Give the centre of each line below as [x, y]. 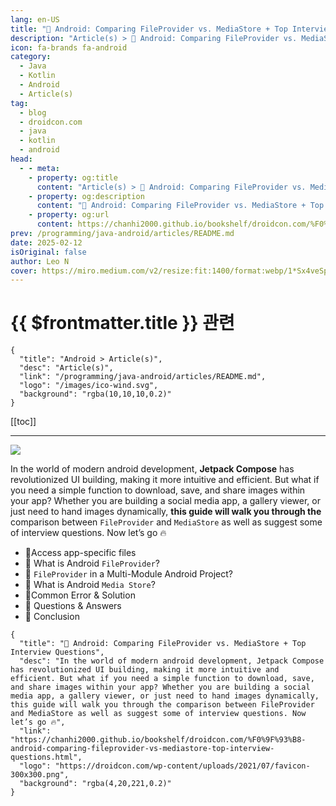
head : [21, 159]
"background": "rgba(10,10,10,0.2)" [95, 394]
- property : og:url [69, 215]
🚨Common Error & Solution [80, 595]
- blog [33, 112]
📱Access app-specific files [80, 553]
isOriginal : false [48, 252]
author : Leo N [40, 261]
